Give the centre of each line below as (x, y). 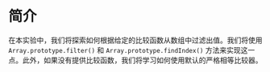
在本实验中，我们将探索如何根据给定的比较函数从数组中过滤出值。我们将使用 (135, 40)
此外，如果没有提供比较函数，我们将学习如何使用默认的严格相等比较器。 (142, 60)
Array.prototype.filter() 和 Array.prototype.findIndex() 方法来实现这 (128, 50)
